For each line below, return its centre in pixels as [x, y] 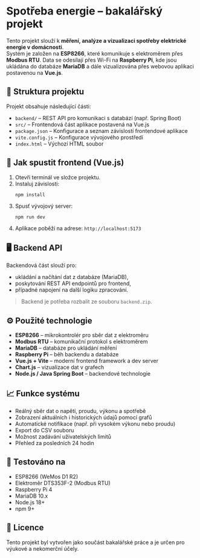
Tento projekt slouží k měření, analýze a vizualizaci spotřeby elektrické [96, 40]
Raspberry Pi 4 [34, 489]
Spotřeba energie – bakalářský [85, 11]
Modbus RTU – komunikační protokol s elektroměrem [81, 342]
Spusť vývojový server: [44, 206]
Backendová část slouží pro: [41, 265]
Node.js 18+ [30, 502]
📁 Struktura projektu [45, 92]
